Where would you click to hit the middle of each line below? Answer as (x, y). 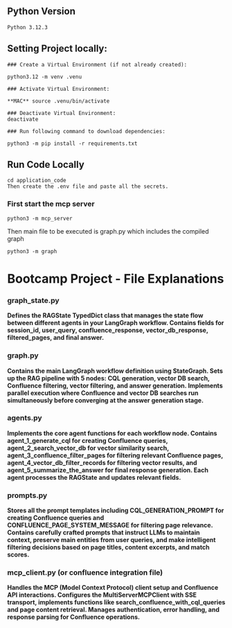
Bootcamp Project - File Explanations (116, 278)
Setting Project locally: (57, 49)
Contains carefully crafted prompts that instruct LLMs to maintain (104, 532)
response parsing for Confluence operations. (74, 617)
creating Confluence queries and (56, 518)
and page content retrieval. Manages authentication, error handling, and (114, 610)
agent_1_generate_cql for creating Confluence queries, (88, 440)
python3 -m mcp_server (40, 218)
